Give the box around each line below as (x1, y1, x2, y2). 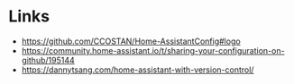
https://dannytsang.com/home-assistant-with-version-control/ (21, 64, 254, 75)
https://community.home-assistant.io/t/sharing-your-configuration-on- (21, 45, 285, 55)
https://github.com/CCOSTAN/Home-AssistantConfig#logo (21, 36, 241, 46)
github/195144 (21, 55, 75, 65)
